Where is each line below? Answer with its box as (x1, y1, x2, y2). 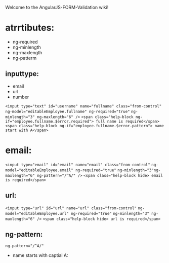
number (12, 94, 29, 100)
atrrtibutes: (5, 22, 55, 33)
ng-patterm (12, 55, 37, 61)
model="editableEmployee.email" (5, 167, 73, 173)
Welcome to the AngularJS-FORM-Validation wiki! (5, 5, 109, 10)
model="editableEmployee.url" (5, 211, 69, 216)
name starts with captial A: (12, 252, 68, 258)
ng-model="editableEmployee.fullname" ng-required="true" (5, 109, 130, 114)
